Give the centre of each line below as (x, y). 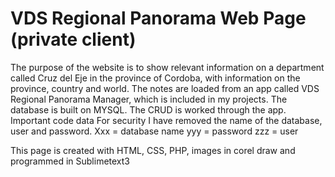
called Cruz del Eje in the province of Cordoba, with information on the (155, 78)
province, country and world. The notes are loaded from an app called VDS (165, 88)
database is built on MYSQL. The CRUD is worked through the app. (148, 109)
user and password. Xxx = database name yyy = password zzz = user (154, 131)
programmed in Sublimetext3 (70, 161)
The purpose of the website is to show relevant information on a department (167, 67)
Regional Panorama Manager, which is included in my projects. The (149, 99)
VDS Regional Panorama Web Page (158, 18)
